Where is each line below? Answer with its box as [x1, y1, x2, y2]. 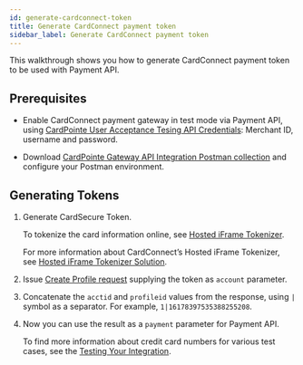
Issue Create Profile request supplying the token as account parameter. [22, 274, 288, 284]
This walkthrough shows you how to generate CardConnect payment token [9, 55, 290, 66]
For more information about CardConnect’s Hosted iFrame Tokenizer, [22, 246, 280, 257]
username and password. [22, 134, 118, 145]
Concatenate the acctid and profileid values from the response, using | [22, 292, 296, 302]
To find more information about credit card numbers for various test [22, 336, 276, 347]
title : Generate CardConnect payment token [9, 22, 177, 31]
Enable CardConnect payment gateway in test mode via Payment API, [22, 115, 283, 126]
